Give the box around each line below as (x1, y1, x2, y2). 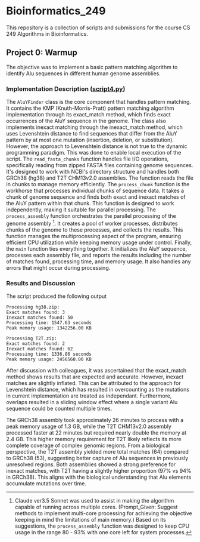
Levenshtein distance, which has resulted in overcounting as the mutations (6, 386, 189, 393)
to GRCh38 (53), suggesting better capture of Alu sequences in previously (6, 455, 189, 461)
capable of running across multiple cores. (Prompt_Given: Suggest (14, 503, 178, 510)
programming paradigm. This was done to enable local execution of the (6, 149, 182, 156)
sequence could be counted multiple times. (6, 405, 112, 412)
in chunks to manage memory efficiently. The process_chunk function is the (6, 181, 190, 188)
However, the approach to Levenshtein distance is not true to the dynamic (6, 143, 187, 150)
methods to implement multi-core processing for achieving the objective (14, 510, 192, 517)
